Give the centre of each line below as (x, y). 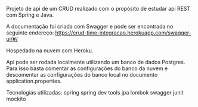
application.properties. (34, 81)
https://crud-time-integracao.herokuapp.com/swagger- (123, 33)
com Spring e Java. (30, 15)
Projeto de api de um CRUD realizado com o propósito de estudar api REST (98, 9)
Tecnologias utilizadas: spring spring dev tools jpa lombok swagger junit (95, 92)
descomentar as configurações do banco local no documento (82, 75)
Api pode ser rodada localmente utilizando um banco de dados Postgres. (96, 62)
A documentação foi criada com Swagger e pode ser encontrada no (90, 26)
